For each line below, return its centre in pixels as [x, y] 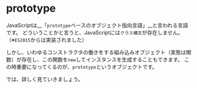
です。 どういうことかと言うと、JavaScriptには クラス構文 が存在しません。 [95, 32]
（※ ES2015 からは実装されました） [46, 40]
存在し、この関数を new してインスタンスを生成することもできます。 [102, 59]
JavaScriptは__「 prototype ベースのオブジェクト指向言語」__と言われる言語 [97, 25]
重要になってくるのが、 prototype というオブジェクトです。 [87, 66]
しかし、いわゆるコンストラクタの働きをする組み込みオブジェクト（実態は [96, 52]
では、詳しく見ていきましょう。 [45, 79]
